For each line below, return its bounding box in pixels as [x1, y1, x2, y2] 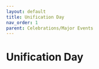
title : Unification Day [6, 14, 65, 20]
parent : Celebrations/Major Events [6, 25, 94, 31]
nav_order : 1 [6, 19, 38, 25]
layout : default [6, 8, 46, 15]
